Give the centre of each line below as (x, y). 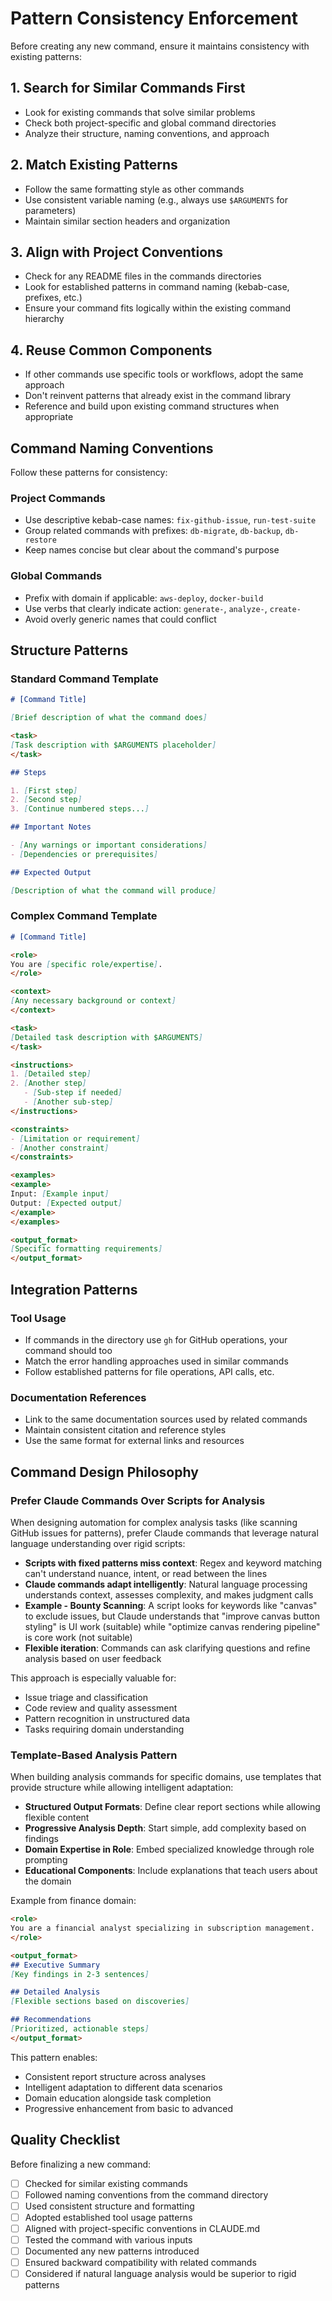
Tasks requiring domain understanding (104, 1729)
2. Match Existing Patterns (94, 165)
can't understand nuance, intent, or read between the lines (146, 1573)
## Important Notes (51, 827)
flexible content (57, 1818)
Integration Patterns (74, 1289)
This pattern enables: (54, 2057)
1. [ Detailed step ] (51, 1074)
